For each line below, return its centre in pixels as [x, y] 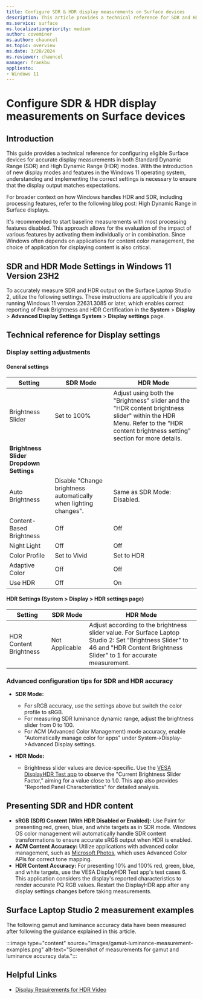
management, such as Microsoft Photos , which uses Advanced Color [101, 853]
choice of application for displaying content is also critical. [79, 247]
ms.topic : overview [31, 46]
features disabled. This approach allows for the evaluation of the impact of [99, 228]
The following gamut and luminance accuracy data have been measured [96, 925]
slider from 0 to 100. [49, 725]
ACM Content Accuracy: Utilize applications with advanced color [97, 846]
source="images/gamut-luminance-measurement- [130, 943]
